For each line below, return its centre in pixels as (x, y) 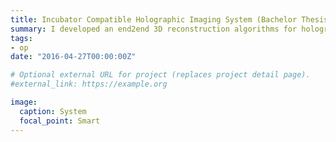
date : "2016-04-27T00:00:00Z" (73, 57)
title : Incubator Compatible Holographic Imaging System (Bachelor (154, 19)
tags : (21, 38)
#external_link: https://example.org (89, 84)
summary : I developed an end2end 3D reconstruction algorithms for (154, 29)
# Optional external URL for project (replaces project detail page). (160, 75)
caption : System (53, 111)
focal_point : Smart (60, 121)
